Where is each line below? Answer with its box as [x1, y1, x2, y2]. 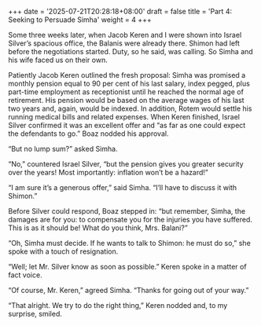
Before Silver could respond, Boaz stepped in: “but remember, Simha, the [8, 207, 246, 215]
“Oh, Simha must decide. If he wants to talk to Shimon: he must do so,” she [8, 239, 252, 247]
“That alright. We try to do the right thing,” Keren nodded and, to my [8, 301, 228, 310]
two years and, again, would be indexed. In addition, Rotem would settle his [8, 104, 252, 113]
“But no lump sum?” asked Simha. [8, 145, 118, 153]
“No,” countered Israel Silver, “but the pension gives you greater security [8, 159, 244, 168]
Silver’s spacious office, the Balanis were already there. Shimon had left [8, 38, 240, 48]
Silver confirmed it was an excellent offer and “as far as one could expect [8, 121, 246, 130]
